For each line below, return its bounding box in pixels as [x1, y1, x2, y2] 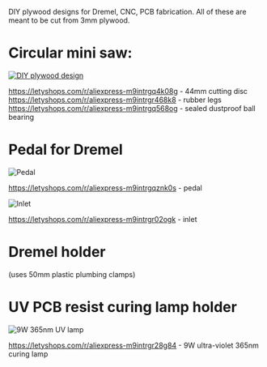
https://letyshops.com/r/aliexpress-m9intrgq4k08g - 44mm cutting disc [8, 86, 248, 96]
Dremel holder [8, 243, 106, 262]
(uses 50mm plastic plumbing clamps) [8, 269, 136, 279]
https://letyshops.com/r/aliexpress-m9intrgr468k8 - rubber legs [8, 95, 222, 105]
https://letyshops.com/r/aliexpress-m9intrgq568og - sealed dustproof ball [8, 103, 256, 113]
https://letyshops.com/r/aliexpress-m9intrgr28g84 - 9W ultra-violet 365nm [8, 340, 259, 350]
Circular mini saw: [8, 44, 133, 62]
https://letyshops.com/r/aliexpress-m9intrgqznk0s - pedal [8, 182, 202, 193]
